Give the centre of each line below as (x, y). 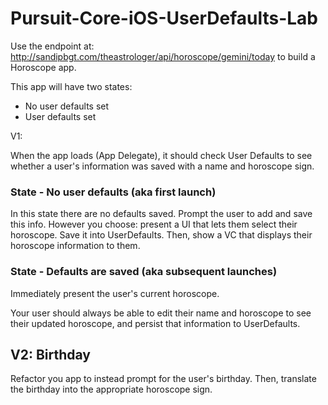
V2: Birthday (50, 354)
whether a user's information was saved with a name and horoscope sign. (162, 166)
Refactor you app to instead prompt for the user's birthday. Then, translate (163, 379)
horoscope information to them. (75, 246)
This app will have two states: (71, 86)
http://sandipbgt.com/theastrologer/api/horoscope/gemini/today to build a (163, 56)
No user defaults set (67, 106)
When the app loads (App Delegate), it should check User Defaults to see (161, 155)
